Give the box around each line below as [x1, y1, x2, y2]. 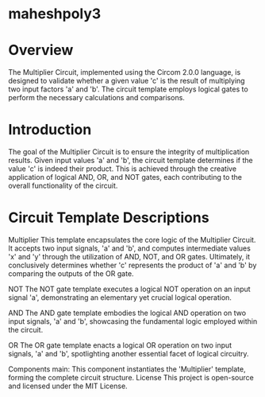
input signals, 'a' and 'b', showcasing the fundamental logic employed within [8, 317, 258, 326]
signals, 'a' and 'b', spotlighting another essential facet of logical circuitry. [8, 349, 249, 358]
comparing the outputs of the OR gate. [8, 269, 134, 278]
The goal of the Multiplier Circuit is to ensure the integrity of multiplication [8, 147, 250, 157]
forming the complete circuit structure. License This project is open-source [8, 373, 254, 382]
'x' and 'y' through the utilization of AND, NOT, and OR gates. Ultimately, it [8, 252, 250, 261]
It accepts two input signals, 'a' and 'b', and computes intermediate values [8, 243, 252, 253]
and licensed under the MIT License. [8, 381, 129, 391]
